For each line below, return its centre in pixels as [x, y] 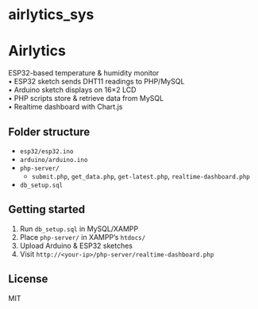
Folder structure [49, 131]
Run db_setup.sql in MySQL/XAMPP [79, 229]
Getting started [47, 209]
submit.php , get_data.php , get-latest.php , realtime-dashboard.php [141, 176]
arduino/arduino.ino [54, 160]
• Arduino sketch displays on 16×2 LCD [72, 90]
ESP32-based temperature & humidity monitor [84, 73]
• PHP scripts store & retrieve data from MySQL [86, 98]
